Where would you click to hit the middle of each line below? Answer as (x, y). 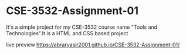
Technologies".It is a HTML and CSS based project (67, 33)
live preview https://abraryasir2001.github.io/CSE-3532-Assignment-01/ (93, 45)
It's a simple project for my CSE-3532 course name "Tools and (82, 27)
